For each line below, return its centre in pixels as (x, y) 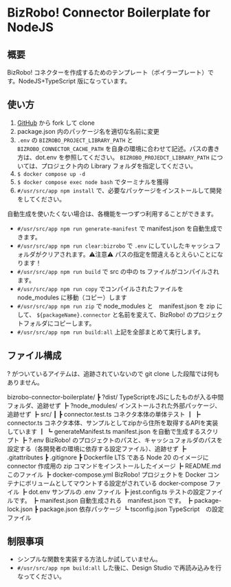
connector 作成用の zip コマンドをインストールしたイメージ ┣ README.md (114, 466)
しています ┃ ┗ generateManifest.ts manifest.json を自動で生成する (104, 431)
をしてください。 (41, 199)
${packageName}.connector (74, 315)
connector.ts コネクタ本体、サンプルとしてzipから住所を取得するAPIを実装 (113, 423)
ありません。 (25, 382)
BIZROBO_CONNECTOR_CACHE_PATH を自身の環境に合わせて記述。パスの (112, 148)
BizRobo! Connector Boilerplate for (109, 13)
